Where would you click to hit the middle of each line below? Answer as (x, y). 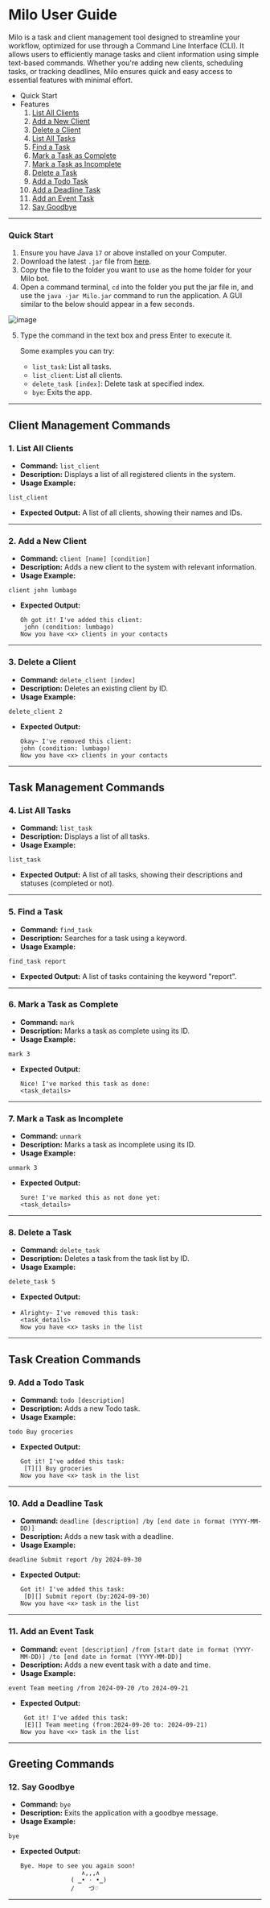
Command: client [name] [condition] (85, 558)
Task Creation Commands (75, 1359)
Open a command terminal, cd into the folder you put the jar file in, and (137, 287)
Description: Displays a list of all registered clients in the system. (127, 474)
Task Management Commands (86, 787)
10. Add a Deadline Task (56, 1503)
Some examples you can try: (67, 351)
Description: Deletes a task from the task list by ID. (104, 1259)
